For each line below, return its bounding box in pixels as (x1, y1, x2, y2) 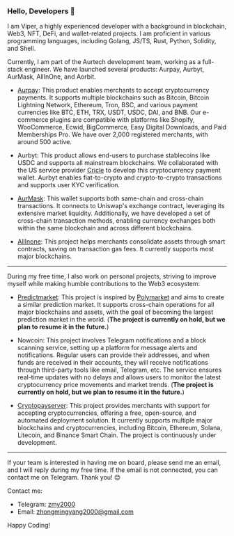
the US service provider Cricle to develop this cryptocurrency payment (17, 166, 221, 175)
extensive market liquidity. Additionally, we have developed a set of (17, 209, 211, 218)
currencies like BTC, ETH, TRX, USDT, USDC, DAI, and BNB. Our (17, 108, 201, 117)
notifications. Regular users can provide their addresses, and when (17, 351, 210, 359)
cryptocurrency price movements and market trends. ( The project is (17, 381, 214, 389)
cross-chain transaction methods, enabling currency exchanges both (17, 216, 216, 225)
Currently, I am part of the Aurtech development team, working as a (7, 58, 201, 66)
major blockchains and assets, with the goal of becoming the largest (17, 308, 214, 316)
